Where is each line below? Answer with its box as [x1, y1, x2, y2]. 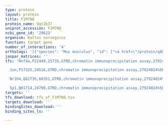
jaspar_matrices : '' [5, 53, 48, 59]
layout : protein [5, 12, 39, 17]
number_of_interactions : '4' [5, 44, 66, 49]
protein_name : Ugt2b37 [5, 21, 52, 26]
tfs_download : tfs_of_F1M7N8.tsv [5, 94, 75, 100]
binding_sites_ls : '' [5, 108, 50, 114]
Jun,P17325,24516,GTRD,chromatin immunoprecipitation [9, 67, 124, 72]
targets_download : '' [5, 99, 50, 104]
